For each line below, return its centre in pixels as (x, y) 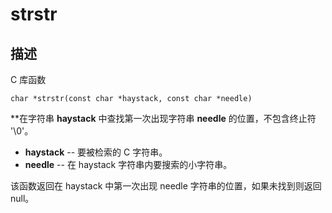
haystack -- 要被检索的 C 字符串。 (96, 152)
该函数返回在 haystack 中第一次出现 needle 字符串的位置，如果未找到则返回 (166, 186)
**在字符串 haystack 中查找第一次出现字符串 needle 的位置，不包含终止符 (163, 118)
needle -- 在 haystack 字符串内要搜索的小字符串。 (128, 164)
